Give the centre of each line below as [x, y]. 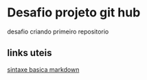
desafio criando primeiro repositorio [58, 31]
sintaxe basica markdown [43, 69]
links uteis [30, 53]
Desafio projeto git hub [74, 13]
